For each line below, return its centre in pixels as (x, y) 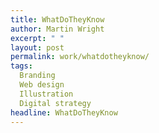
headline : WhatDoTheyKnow (64, 112)
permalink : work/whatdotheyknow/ (80, 57)
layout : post (37, 47)
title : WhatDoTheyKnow (57, 19)
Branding (37, 76)
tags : (21, 66)
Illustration (46, 94)
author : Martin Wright (57, 29)
